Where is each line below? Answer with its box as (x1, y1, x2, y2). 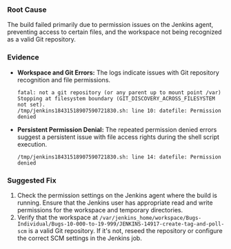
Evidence (7, 53, 39, 62)
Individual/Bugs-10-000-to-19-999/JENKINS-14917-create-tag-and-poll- (17, 220, 225, 228)
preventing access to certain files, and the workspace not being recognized (7, 28, 222, 36)
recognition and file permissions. (17, 75, 111, 84)
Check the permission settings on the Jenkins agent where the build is (17, 191, 217, 199)
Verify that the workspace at (17, 213, 99, 221)
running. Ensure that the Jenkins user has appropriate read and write (17, 199, 213, 207)
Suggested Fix (7, 175, 57, 185)
